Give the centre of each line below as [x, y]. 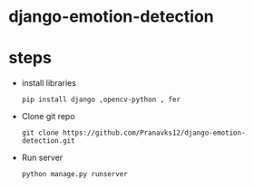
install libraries [49, 83]
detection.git [48, 141]
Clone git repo [48, 117]
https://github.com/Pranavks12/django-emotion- [154, 133]
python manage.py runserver [74, 174]
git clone [40, 133]
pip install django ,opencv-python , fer [101, 100]
